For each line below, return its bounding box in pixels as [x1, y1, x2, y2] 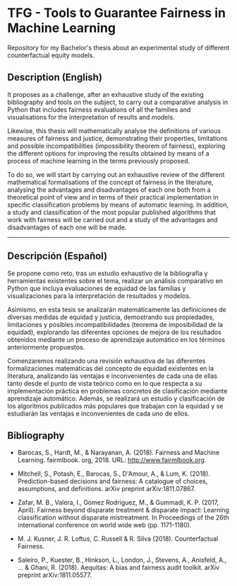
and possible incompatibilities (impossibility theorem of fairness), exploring [7, 142, 226, 150]
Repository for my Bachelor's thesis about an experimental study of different [7, 43, 230, 52]
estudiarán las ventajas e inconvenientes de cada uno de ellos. [7, 409, 190, 418]
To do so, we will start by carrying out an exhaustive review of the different [7, 170, 225, 178]
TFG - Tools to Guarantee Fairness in [7, 5, 226, 21]
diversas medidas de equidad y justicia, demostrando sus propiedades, [7, 313, 215, 321]
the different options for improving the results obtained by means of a [7, 149, 209, 157]
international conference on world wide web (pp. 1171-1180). [17, 521, 192, 529]
